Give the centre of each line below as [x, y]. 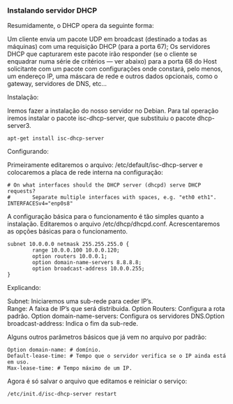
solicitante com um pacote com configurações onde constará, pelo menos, [115, 69]
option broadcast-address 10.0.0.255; [89, 269]
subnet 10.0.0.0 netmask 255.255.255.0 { [68, 244]
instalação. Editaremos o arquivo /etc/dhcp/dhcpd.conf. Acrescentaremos [114, 224]
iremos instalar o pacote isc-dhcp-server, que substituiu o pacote [102, 118]
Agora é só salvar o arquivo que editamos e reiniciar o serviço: [97, 381]
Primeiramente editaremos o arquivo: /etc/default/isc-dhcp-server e [105, 165]
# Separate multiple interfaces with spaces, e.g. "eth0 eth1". [112, 198]
